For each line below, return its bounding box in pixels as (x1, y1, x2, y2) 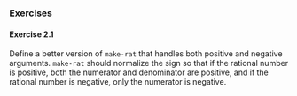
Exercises (9, 7, 53, 19)
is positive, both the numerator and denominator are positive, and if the (9, 67, 269, 78)
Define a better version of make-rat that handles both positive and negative (9, 48, 283, 59)
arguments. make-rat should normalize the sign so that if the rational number (9, 58, 289, 69)
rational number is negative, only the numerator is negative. (9, 77, 227, 87)
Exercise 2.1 (9, 29, 54, 40)
